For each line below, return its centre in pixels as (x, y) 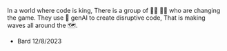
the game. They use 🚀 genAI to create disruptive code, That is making (106, 18)
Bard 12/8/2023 (39, 41)
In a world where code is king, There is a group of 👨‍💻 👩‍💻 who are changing (114, 11)
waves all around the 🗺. (42, 25)
